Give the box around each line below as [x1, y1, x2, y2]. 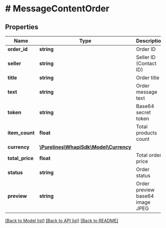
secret [136, 109, 151, 115]
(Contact [136, 60, 157, 67]
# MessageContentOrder [5, 3, 110, 14]
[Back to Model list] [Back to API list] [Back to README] [5, 218, 119, 224]
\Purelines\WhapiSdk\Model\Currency [39, 144, 132, 150]
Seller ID [136, 54, 156, 60]
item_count [7, 129, 35, 136]
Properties [5, 23, 39, 31]
